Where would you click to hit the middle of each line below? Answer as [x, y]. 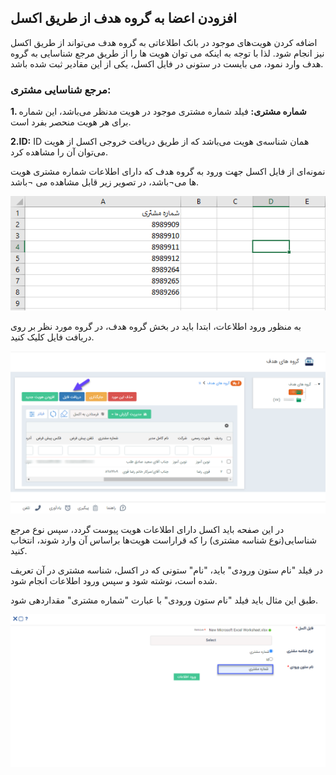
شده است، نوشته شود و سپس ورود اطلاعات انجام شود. [114, 581]
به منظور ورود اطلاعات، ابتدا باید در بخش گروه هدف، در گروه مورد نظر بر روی [156, 327]
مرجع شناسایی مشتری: [61, 89]
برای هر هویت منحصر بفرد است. [71, 122]
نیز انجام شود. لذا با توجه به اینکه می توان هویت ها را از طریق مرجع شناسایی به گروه [167, 53]
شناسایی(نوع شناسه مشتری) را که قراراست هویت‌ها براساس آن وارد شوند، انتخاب [163, 540]
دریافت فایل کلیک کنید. [52, 337]
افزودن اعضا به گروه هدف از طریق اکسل [123, 18]
